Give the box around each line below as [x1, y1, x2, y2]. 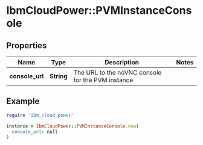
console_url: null [11, 129, 59, 135]
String [49, 72, 68, 80]
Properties [6, 40, 47, 51]
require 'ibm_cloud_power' [6, 112, 74, 118]
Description [105, 58, 140, 66]
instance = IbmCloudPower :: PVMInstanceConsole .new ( [6, 123, 139, 129]
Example [6, 96, 40, 106]
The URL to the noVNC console [73, 69, 162, 76]
